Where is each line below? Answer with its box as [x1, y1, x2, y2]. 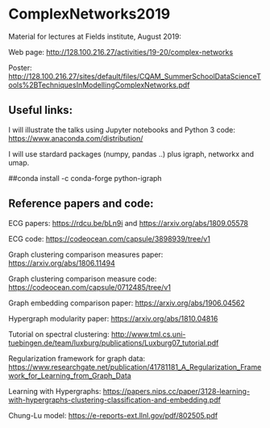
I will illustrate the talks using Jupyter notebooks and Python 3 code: [8, 124, 236, 134]
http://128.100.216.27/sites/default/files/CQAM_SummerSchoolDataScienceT [8, 71, 262, 81]
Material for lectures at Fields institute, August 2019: [8, 31, 181, 41]
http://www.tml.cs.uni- [111, 329, 186, 339]
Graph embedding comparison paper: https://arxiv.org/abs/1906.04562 [8, 298, 246, 308]
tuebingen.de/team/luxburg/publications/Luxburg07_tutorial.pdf [8, 338, 219, 347]
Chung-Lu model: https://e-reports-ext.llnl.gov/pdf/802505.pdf [8, 410, 218, 420]
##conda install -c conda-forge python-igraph [8, 173, 163, 183]
